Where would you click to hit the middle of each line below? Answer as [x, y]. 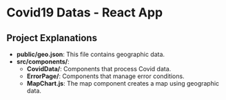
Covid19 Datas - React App [85, 13]
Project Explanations [52, 38]
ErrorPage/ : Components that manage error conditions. [105, 76]
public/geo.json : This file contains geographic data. [91, 54]
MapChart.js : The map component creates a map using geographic [123, 83]
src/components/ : [43, 62]
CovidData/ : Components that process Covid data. [99, 69]
